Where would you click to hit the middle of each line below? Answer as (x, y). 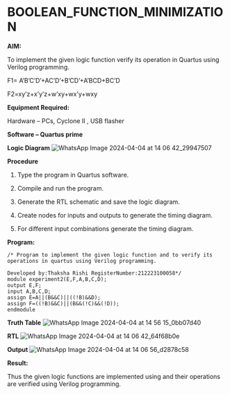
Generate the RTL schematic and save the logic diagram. (99, 202)
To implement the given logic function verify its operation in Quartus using (113, 59)
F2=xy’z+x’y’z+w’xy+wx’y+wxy (52, 94)
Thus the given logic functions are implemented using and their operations (114, 376)
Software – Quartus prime (45, 134)
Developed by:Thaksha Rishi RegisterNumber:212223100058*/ (95, 273)
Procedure (23, 161)
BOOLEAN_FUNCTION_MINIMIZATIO (115, 12)
